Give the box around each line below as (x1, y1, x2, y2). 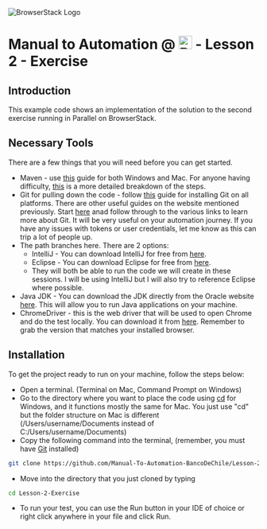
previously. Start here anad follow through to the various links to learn (19, 207, 249, 216)
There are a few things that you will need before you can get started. (8, 158, 233, 167)
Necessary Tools (8, 136, 94, 150)
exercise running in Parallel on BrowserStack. (8, 114, 157, 123)
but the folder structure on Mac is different (19, 410, 160, 419)
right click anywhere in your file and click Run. (19, 511, 171, 521)
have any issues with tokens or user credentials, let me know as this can (19, 224, 257, 233)
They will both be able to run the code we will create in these (31, 266, 231, 275)
